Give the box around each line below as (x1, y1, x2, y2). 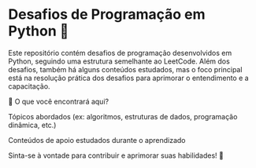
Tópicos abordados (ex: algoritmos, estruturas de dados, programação (8, 111, 238, 121)
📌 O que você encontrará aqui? (8, 97, 109, 106)
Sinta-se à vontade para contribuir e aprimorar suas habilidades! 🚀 (8, 151, 224, 160)
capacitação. (8, 81, 50, 91)
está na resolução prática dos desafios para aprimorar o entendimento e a (8, 73, 250, 82)
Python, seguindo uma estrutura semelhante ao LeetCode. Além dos (8, 57, 230, 66)
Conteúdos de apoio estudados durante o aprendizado (8, 135, 186, 144)
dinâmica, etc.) (8, 120, 57, 130)
